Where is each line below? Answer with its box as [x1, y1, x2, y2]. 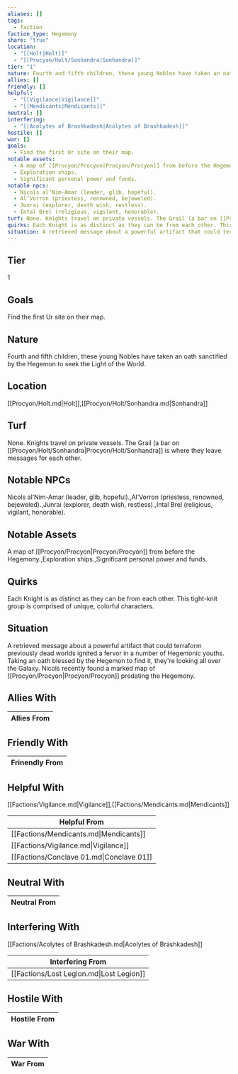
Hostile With [7, 993, 64, 1005]
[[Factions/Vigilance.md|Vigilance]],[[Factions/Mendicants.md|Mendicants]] [7, 800, 230, 809]
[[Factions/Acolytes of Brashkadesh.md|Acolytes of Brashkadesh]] [7, 940, 203, 948]
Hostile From [11, 1014, 55, 1024]
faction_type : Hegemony [7, 30, 78, 38]
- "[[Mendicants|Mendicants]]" [13, 103, 106, 110]
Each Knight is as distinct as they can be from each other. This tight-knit [7, 594, 218, 603]
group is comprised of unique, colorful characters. [7, 602, 154, 610]
